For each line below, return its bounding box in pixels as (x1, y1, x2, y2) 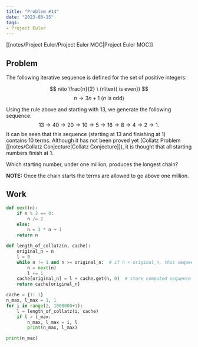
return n (16, 232, 38, 239)
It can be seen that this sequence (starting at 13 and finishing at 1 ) (6, 131, 166, 138)
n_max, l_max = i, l (27, 319, 78, 325)
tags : (6, 19, 19, 25)
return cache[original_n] (16, 281, 81, 287)
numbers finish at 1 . (6, 150, 54, 157)
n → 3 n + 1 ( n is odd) (73, 95, 125, 102)
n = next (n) (27, 265, 57, 271)
